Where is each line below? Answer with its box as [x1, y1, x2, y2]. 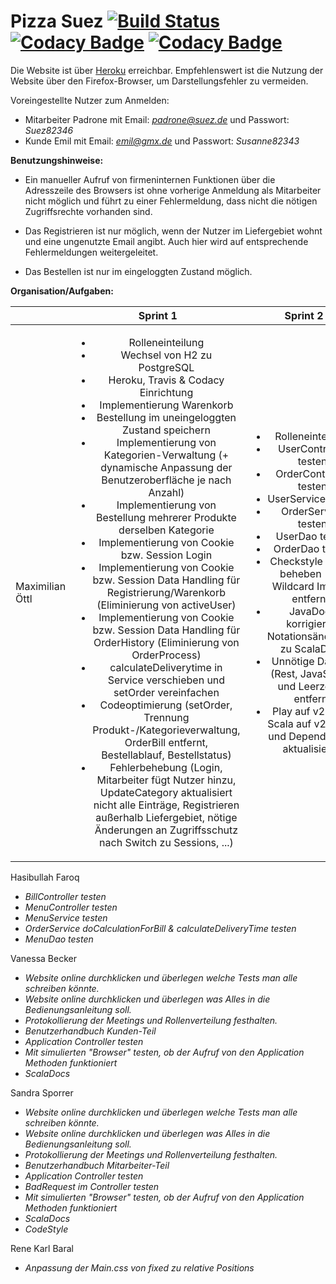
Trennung [143, 710, 190, 724]
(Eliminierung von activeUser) [96, 598, 237, 612]
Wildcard [271, 579, 315, 593]
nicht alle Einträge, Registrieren [93, 798, 240, 812]
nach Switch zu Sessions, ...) [99, 835, 234, 849]
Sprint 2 [284, 308, 324, 322]
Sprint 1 [138, 308, 178, 322]
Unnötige [271, 654, 315, 668]
